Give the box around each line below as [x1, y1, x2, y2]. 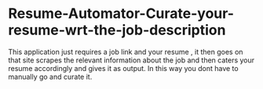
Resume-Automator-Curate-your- [8, 5, 234, 23]
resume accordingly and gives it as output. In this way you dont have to [8, 63, 239, 73]
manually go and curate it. [8, 72, 93, 81]
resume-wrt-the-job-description [8, 21, 226, 39]
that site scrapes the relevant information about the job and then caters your [8, 55, 255, 65]
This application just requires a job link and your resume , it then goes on [8, 47, 243, 56]
